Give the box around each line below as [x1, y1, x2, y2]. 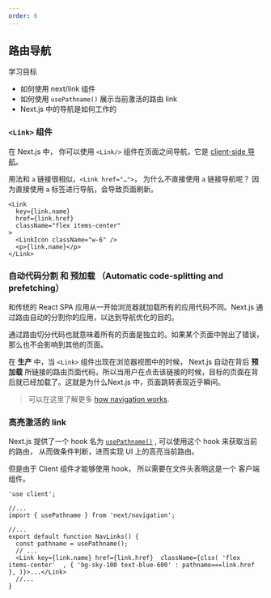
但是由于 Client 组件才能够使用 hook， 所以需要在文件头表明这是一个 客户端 [8, 463, 260, 474]
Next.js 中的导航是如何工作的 [19, 105, 117, 114]
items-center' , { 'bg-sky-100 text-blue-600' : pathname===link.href [8, 561, 255, 570]
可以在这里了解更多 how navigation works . [28, 395, 170, 404]
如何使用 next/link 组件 [19, 84, 96, 94]
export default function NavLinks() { [8, 532, 139, 541]
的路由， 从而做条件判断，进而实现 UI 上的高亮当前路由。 [8, 446, 199, 456]
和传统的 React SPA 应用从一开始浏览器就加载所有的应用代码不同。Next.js [8, 302, 255, 312]
